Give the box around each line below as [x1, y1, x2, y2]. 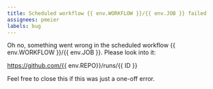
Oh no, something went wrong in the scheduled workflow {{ [7, 41, 176, 50]
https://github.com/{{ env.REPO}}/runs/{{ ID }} [7, 62, 138, 70]
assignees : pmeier [7, 16, 60, 23]
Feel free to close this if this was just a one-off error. [7, 75, 155, 83]
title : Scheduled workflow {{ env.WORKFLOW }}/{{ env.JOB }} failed [7, 10, 207, 17]
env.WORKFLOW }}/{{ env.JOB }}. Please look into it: [7, 48, 156, 56]
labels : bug [7, 22, 41, 29]
